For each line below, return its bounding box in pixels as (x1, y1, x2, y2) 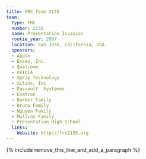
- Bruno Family (11, 102, 49, 109)
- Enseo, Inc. (11, 58, 46, 64)
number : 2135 (11, 25, 44, 31)
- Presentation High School (11, 119, 81, 125)
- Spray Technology (11, 75, 60, 81)
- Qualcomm (11, 63, 39, 70)
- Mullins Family (11, 113, 55, 119)
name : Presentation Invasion (11, 31, 84, 37)
